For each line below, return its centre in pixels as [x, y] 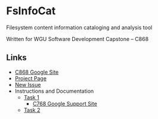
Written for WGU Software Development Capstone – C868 [78, 39]
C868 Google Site [37, 72]
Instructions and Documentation [54, 91]
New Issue [28, 84]
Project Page [30, 78]
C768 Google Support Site [65, 104]
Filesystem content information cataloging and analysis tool [79, 27]
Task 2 [32, 110]
